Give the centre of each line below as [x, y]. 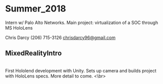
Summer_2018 [36, 9]
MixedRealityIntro [34, 53]
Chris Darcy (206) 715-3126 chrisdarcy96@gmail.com [60, 37]
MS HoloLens [19, 27]
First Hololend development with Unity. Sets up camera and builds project [81, 70]
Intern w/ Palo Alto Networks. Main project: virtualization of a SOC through [82, 22]
